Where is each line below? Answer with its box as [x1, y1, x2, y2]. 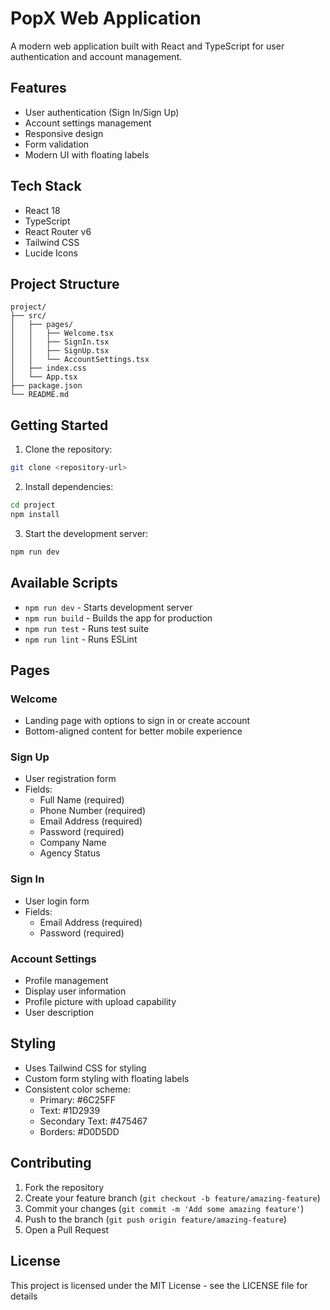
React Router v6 [24, 225, 92, 237]
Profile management [24, 975, 109, 987]
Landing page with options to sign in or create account [24, 715, 251, 727]
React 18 [24, 204, 61, 216]
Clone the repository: [24, 443, 113, 456]
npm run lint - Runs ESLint [24, 633, 138, 645]
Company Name [39, 837, 107, 849]
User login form [24, 895, 90, 907]
